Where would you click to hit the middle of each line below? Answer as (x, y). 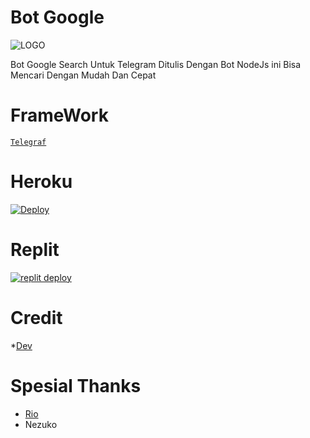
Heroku (41, 182)
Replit (35, 250)
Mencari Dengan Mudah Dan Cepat (83, 75)
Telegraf (28, 142)
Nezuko (41, 424)
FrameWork (59, 115)
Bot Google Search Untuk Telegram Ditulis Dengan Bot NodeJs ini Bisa (156, 64)
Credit (36, 317)
